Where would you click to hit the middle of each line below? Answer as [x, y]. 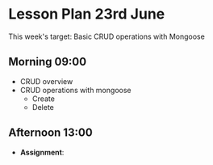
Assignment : [42, 152]
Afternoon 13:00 [50, 133]
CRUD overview [46, 81]
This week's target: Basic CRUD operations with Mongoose [107, 36]
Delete [43, 107]
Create [43, 99]
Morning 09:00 [48, 62]
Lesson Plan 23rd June [87, 14]
